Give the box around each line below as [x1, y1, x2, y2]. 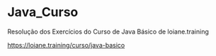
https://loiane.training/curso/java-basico [7, 41, 125, 49]
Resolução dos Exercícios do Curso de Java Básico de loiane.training [7, 27, 209, 36]
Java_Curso [7, 4, 79, 20]
